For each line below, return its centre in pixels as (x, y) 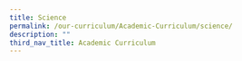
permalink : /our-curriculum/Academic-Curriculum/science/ (121, 26)
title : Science (38, 17)
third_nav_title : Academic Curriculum (82, 43)
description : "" (40, 34)
